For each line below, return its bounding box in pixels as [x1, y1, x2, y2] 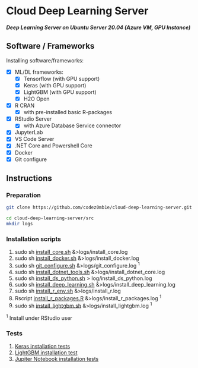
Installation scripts [6, 235, 61, 243]
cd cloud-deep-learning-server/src [6, 215, 94, 221]
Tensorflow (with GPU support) [23, 75, 100, 82]
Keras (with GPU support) [23, 81, 87, 89]
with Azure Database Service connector [23, 122, 122, 129]
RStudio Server [14, 115, 52, 122]
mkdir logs [6, 221, 33, 227]
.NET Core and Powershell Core [14, 142, 93, 149]
